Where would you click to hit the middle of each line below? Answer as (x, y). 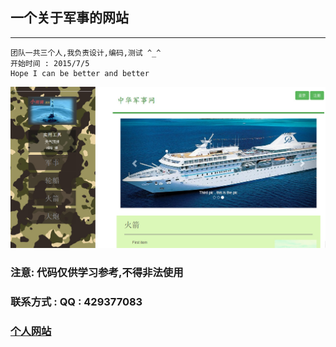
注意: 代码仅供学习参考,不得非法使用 (97, 273)
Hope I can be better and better (80, 73)
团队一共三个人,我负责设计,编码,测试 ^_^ (86, 53)
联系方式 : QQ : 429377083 (76, 302)
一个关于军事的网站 (69, 18)
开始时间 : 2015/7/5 (50, 63)
